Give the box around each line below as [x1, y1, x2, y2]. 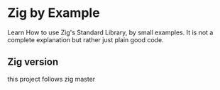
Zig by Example [7, 5, 101, 21]
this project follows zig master [7, 75, 96, 83]
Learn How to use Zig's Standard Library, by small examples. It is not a [7, 28, 214, 37]
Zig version [7, 56, 59, 68]
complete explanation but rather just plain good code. [7, 35, 165, 44]
